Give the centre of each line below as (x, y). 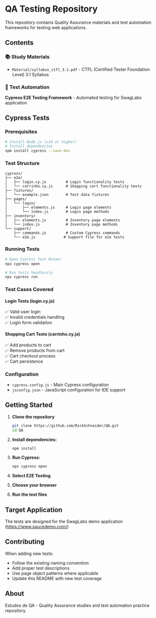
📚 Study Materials (27, 57)
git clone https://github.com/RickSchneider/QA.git (65, 425)
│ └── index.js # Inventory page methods (62, 224)
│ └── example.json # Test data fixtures (57, 195)
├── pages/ (16, 199)
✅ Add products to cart (28, 345)
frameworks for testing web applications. (46, 27)
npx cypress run (21, 277)
